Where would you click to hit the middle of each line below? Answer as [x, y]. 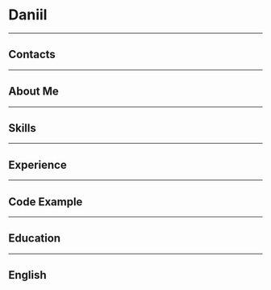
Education [35, 239]
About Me [33, 92]
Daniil [28, 15]
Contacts [32, 55]
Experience [38, 164]
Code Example [46, 202]
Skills [22, 128]
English [27, 275]
